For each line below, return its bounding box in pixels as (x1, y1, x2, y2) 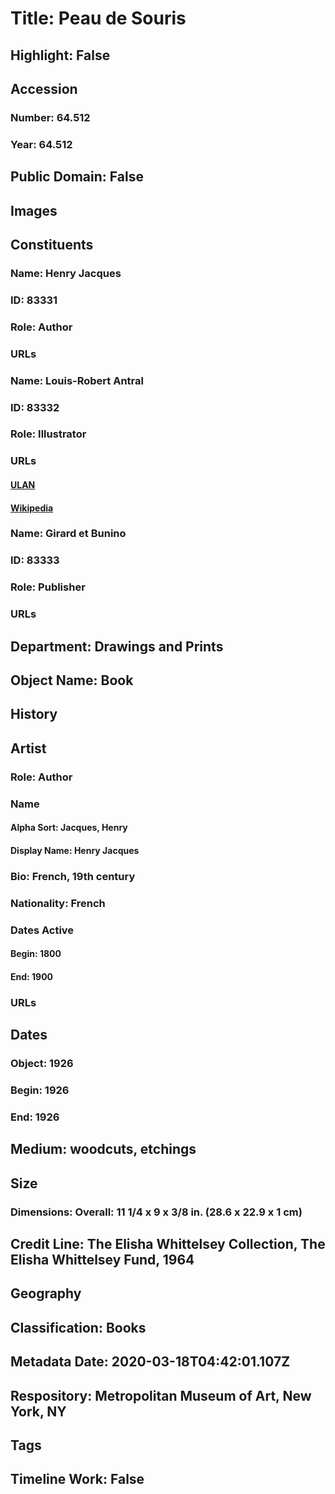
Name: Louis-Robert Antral (10, 373, 144, 387)
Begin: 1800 (10, 948, 62, 960)
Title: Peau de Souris (10, 7, 187, 30)
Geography (10, 1285, 82, 1302)
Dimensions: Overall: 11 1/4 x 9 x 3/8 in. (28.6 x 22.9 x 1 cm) (10, 1205, 303, 1219)
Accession (10, 80, 78, 97)
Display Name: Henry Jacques (10, 844, 140, 856)
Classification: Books (10, 1319, 147, 1336)
